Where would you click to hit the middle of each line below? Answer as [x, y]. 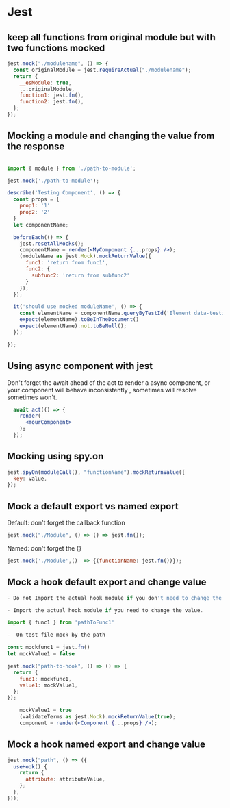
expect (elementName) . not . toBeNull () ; [73, 326]
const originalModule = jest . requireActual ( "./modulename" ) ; [102, 70]
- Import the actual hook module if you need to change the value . [105, 610]
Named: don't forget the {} [44, 548]
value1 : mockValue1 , [49, 685]
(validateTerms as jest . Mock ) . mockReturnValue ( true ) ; [98, 717]
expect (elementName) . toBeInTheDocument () [79, 320]
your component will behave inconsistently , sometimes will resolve [102, 390]
